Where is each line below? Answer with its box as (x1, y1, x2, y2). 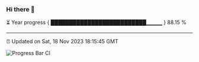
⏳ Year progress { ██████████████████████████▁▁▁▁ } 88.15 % (6, 19, 187, 26)
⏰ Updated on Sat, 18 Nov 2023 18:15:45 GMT (6, 38, 118, 45)
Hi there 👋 (6, 5, 36, 13)
